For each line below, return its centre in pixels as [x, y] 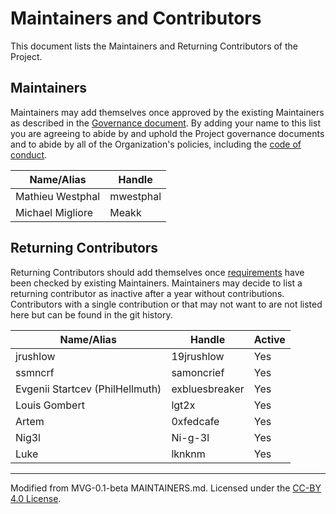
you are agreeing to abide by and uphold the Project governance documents [167, 133]
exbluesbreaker [208, 389]
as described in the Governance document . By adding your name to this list [165, 123]
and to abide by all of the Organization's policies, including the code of [156, 144]
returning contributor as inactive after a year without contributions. [147, 293]
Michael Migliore [54, 212]
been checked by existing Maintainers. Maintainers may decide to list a [156, 283]
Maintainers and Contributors [136, 18]
